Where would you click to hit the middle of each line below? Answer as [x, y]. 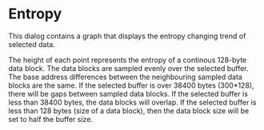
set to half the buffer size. [51, 119]
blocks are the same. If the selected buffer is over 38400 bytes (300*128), [131, 85]
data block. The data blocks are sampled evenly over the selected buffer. [128, 68]
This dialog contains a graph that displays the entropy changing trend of [127, 36]
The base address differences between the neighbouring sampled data [125, 77]
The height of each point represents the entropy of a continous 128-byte [128, 60]
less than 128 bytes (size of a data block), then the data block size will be [129, 110]
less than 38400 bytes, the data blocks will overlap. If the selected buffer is [132, 102]
